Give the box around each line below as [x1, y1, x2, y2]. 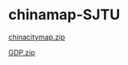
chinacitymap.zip [8, 32, 66, 42]
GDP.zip [8, 47, 35, 57]
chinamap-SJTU [8, 6, 121, 24]
